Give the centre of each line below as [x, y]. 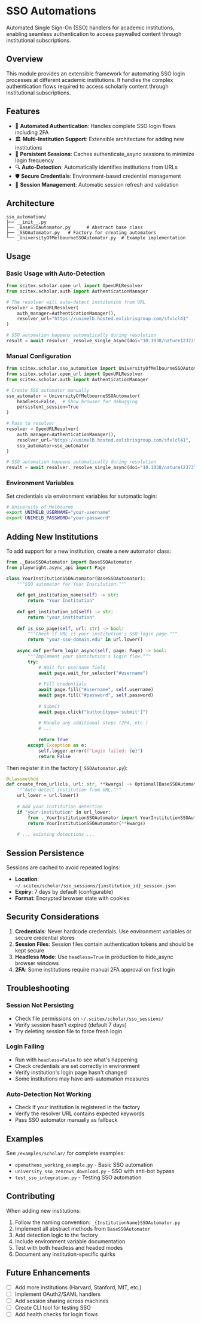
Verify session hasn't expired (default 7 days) [71, 1025]
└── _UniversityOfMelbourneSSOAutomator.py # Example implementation [96, 238]
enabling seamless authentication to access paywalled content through [94, 34]
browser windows [37, 963]
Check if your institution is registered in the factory [77, 1107]
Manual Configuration [39, 356]
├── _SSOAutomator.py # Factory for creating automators [81, 233]
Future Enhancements [48, 1273]
